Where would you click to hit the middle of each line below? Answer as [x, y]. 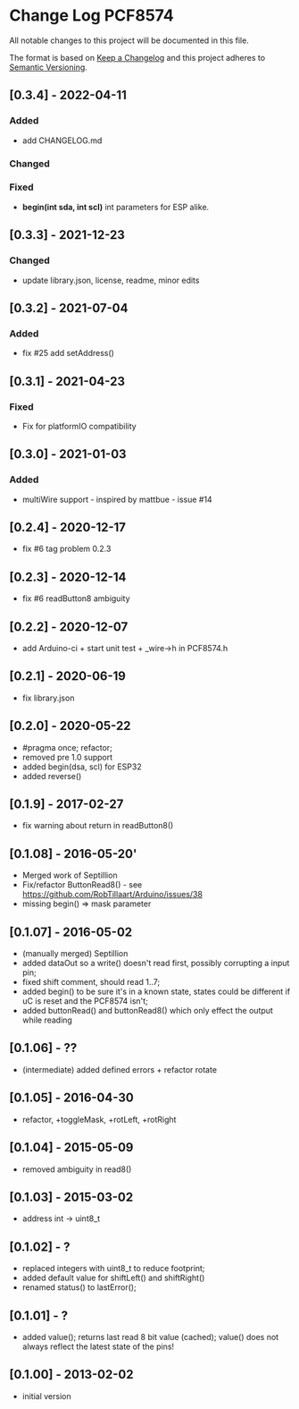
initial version [46, 1396]
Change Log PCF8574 [91, 16]
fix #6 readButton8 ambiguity [76, 598]
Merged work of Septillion [70, 875]
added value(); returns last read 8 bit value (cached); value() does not [150, 1337]
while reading [47, 1020]
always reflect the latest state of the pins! [98, 1346]
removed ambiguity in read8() [77, 1169]
